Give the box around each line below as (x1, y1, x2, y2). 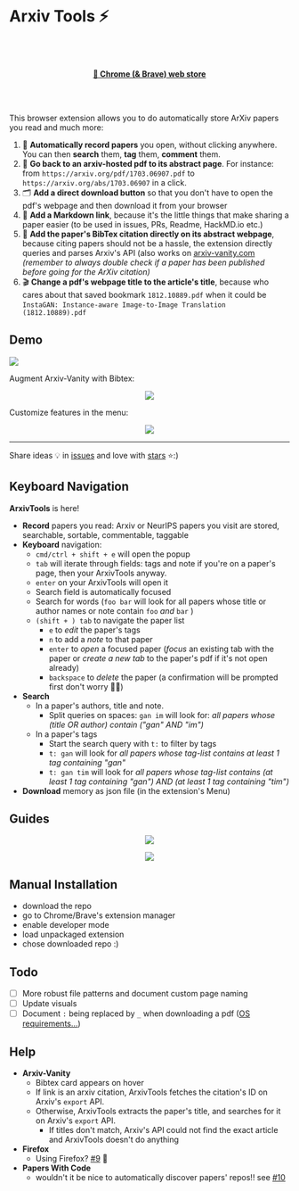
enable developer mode (21, 920, 109, 930)
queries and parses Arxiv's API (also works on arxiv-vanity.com (21, 247, 255, 258)
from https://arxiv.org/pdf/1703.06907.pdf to (21, 168, 196, 178)
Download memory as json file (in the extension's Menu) (21, 785, 231, 796)
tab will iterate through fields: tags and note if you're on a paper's (35, 558, 276, 568)
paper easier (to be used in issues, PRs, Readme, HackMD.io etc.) (21, 219, 263, 229)
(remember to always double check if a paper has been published (21, 257, 265, 268)
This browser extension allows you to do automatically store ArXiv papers (9, 112, 279, 123)
